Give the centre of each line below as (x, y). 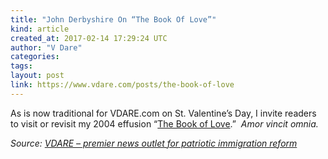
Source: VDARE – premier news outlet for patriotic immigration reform (154, 143)
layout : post (37, 76)
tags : (21, 66)
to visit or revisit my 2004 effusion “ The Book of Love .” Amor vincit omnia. (164, 123)
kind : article (40, 29)
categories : (35, 57)
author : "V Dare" (46, 47)
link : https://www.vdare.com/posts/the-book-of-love (122, 85)
